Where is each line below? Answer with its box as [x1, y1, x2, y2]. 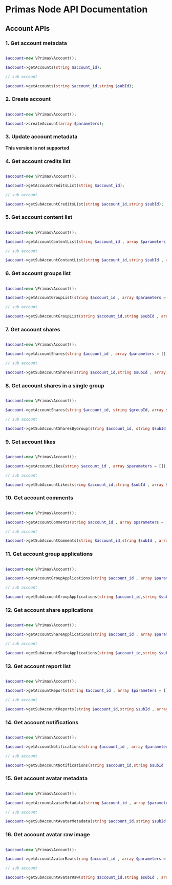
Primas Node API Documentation [5, 4, 148, 15]
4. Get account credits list [5, 158, 71, 165]
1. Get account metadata [5, 40, 68, 47]
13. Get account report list [5, 663, 71, 670]
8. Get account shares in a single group [5, 382, 105, 389]
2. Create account [5, 96, 51, 103]
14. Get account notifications [5, 719, 79, 726]
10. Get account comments [5, 494, 73, 501]
